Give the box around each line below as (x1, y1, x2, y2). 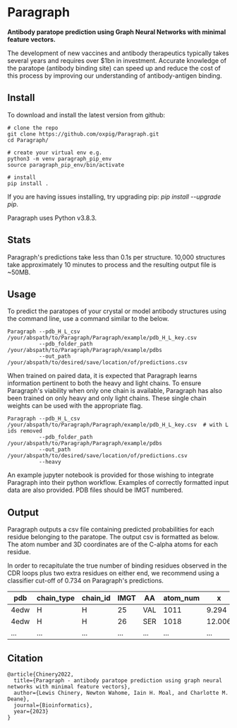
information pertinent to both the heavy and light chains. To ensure (7, 379, 202, 387)
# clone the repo (7, 124, 59, 131)
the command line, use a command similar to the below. (7, 315, 169, 323)
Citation (7, 652, 44, 664)
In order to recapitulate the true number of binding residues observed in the (7, 561, 227, 570)
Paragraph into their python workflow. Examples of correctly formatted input (7, 479, 229, 487)
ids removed (7, 428, 42, 435)
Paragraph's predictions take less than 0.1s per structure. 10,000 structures (7, 252, 226, 262)
